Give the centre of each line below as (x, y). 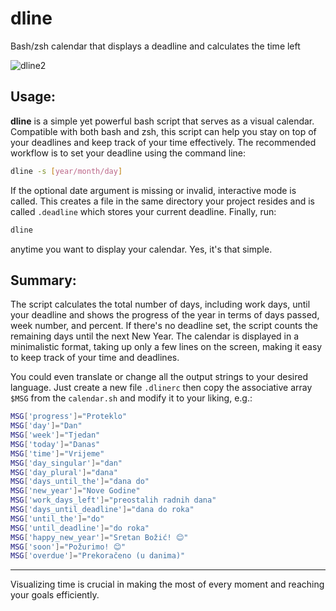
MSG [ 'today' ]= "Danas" (55, 444)
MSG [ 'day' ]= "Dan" (46, 426)
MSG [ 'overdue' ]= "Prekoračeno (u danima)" (98, 556)
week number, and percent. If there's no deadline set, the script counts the (164, 326)
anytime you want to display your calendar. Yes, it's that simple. (141, 249)
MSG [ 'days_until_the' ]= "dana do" (80, 482)
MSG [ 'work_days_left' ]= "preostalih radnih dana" (113, 500)
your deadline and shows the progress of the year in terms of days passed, (165, 315)
